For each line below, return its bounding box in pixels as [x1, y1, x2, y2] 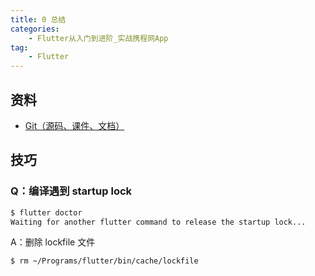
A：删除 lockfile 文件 [10, 236, 96, 248]
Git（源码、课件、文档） [24, 119, 125, 131]
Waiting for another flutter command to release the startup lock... [10, 217, 307, 227]
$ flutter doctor [10, 207, 83, 218]
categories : [10, 24, 60, 34]
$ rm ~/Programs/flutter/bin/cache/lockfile [10, 256, 199, 266]
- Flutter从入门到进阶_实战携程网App [28, 33, 169, 43]
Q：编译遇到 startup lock [10, 184, 133, 198]
